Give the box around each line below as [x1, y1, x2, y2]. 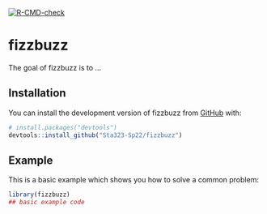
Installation [8, 86, 66, 101]
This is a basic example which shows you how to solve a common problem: [8, 175, 259, 185]
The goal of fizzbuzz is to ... [8, 62, 102, 72]
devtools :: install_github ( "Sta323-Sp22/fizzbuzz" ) [8, 131, 183, 139]
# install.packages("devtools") [8, 123, 117, 131]
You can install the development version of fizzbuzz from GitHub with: [8, 108, 242, 118]
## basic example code [8, 199, 85, 207]
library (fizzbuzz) [8, 190, 70, 199]
